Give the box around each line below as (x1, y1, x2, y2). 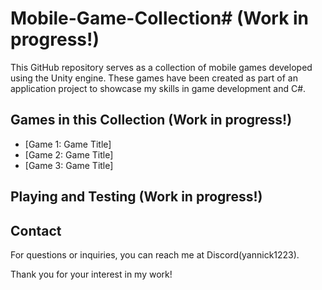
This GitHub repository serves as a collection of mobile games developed (10, 61, 313, 73)
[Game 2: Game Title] (24, 148, 114, 161)
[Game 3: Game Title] (24, 159, 114, 171)
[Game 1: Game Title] (24, 138, 112, 150)
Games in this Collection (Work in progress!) (10, 112, 293, 129)
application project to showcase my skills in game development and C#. (10, 82, 307, 94)
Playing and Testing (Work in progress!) (10, 188, 263, 206)
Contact (10, 222, 62, 239)
